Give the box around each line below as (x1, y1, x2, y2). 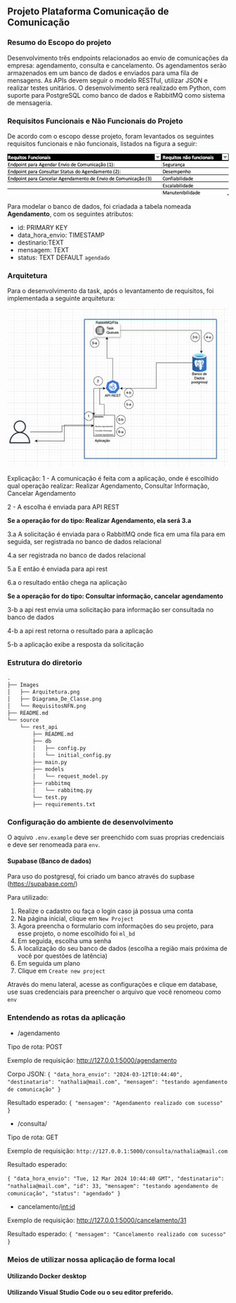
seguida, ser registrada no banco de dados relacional (7, 537, 162, 545)
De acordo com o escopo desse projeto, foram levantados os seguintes (7, 131, 214, 140)
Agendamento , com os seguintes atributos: (7, 209, 134, 218)
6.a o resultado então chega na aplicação (7, 578, 128, 586)
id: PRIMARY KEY (17, 223, 68, 231)
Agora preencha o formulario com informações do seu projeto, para (17, 922, 214, 931)
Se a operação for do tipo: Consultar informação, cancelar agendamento (7, 592, 223, 600)
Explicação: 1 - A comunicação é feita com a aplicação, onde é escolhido (7, 474, 219, 482)
